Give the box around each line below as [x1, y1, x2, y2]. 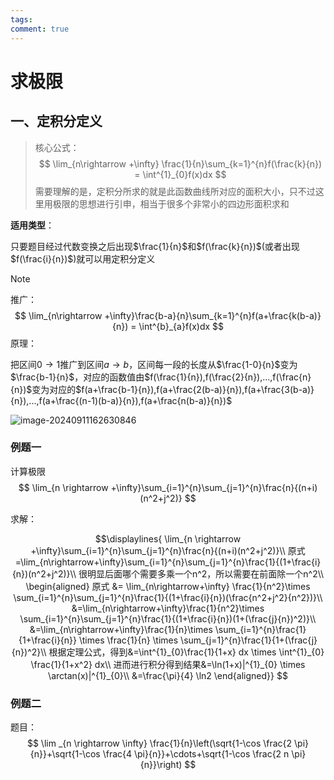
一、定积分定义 [10, 113, 103, 130]
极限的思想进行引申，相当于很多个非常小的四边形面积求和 [52, 197, 290, 210]
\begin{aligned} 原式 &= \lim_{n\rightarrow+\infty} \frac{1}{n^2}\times [25, 580, 311, 592]
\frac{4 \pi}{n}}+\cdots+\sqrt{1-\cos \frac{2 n [102, 748, 290, 760]
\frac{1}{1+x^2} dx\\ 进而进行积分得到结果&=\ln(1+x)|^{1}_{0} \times [30, 658, 306, 670]
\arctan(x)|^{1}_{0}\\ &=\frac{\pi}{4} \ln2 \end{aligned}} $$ [48, 669, 288, 681]
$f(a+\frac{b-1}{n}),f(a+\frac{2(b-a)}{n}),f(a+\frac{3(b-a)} [75, 383, 315, 395]
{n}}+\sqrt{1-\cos [29, 748, 101, 760]
